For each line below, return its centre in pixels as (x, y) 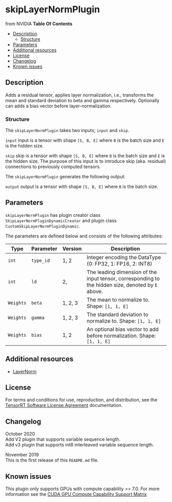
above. (95, 291)
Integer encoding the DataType (124, 257)
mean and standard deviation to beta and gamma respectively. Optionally (82, 100)
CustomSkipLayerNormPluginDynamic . (43, 226)
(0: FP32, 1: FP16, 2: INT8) (120, 264)
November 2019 (22, 455)
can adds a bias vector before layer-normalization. (58, 106)
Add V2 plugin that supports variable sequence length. (63, 439)
